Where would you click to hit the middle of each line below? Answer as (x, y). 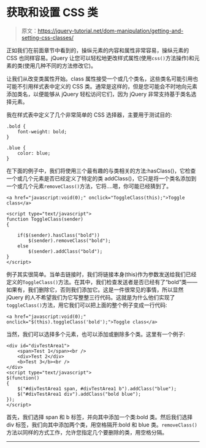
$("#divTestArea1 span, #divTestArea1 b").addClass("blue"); (97, 388)
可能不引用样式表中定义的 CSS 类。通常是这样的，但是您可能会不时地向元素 (102, 86)
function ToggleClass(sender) (45, 219)
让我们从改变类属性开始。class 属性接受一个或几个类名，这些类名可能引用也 (102, 79)
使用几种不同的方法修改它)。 (60, 66)
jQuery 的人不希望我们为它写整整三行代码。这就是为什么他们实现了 (91, 297)
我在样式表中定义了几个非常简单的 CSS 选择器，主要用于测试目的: (90, 115)
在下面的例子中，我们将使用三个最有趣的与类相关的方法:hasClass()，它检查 (101, 171)
